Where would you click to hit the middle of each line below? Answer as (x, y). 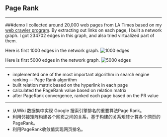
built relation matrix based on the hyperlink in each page (70, 85)
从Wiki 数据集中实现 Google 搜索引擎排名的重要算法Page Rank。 (78, 110)
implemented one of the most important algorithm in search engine (81, 74)
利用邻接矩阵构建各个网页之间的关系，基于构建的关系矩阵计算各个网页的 (86, 117)
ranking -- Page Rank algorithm (44, 80)
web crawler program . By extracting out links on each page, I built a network (83, 30)
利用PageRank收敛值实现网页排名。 (49, 129)
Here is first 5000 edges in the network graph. (53, 60)
